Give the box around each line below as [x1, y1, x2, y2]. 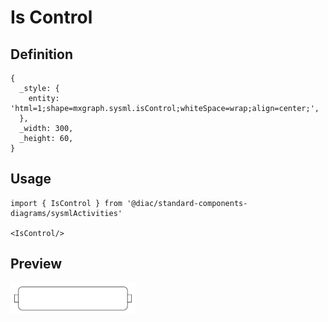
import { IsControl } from [10, 198, 123, 208]
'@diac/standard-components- [126, 198, 248, 208]
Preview [10, 256, 63, 273]
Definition [10, 46, 73, 63]
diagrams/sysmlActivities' [10, 208, 123, 218]
